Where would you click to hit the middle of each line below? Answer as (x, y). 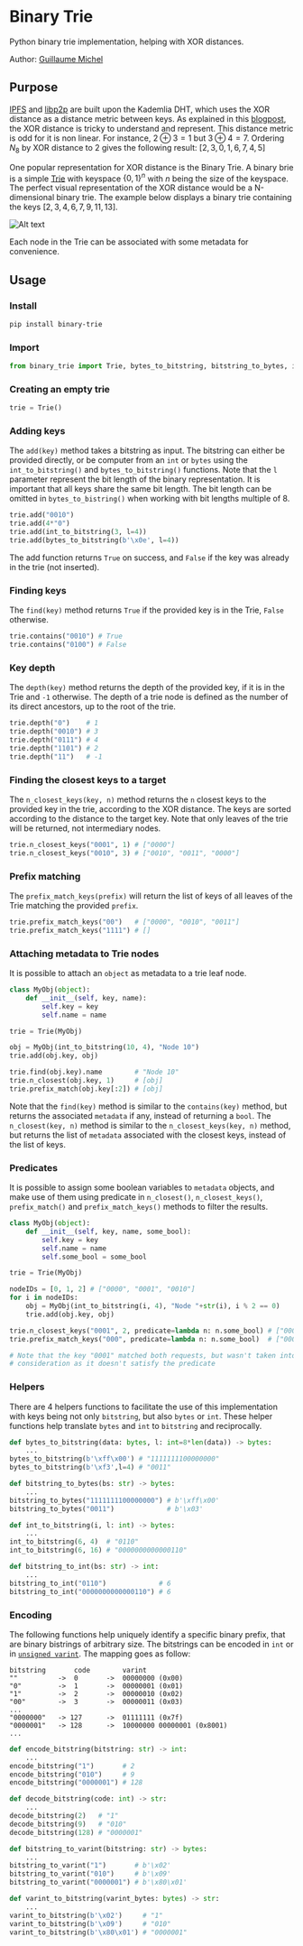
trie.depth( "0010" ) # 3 (54, 732)
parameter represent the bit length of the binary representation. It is (135, 479)
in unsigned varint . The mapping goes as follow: (100, 1654)
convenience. (35, 252)
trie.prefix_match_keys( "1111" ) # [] (80, 930)
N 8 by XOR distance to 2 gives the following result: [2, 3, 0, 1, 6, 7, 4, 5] (138, 148)
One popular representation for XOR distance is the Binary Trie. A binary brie (151, 167)
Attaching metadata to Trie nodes (84, 954)
